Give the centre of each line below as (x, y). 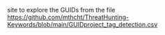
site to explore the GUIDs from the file (61, 10)
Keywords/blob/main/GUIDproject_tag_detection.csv (82, 24)
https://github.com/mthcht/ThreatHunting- (68, 17)
